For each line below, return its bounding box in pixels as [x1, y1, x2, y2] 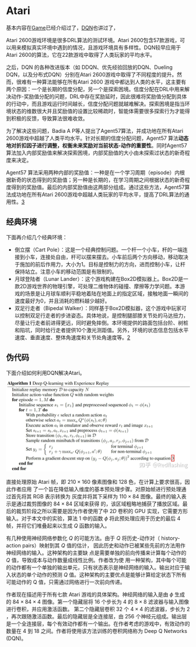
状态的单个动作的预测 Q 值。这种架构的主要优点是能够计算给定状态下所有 [10, 571, 187, 578]
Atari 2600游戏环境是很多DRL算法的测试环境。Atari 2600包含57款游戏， [6, 36, 180, 43]
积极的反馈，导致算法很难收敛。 [10, 115, 88, 122]
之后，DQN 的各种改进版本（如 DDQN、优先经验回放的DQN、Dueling [6, 63, 173, 71]
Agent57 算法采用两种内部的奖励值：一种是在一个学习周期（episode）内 [6, 168, 180, 176]
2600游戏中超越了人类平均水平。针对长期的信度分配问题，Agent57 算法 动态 [6, 135, 189, 142]
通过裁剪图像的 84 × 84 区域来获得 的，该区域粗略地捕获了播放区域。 [16, 500, 183, 507]
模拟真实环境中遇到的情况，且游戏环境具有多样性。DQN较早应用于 [21, 44, 181, 51]
